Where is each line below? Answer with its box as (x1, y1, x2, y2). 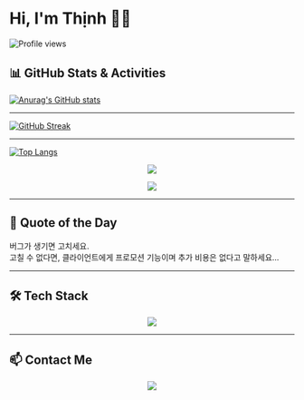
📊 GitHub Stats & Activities (9, 65, 166, 81)
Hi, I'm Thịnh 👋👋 (9, 8, 132, 29)
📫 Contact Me (9, 352, 93, 367)
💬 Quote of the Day (9, 215, 118, 230)
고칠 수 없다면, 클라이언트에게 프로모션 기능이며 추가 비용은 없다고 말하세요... (9, 251, 280, 262)
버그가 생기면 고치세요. (9, 240, 90, 251)
